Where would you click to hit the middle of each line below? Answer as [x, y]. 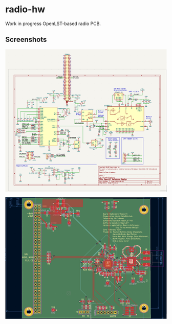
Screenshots [26, 40]
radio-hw [25, 9]
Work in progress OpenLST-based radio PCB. [53, 24]
